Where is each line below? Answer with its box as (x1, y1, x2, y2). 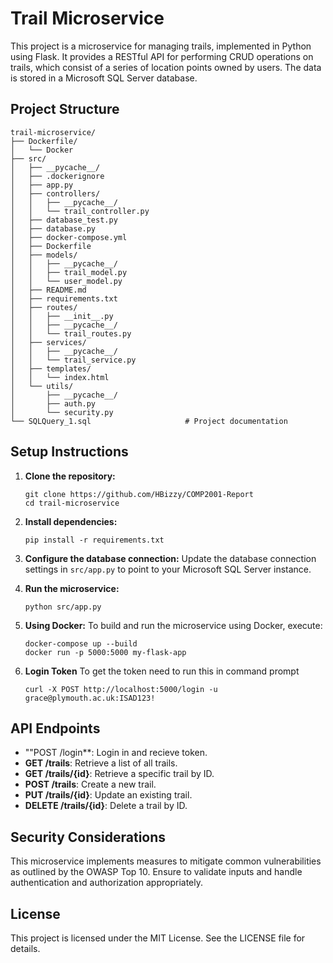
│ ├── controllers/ (10, 188, 101, 199)
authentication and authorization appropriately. (10, 877, 203, 889)
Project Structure (10, 101, 120, 118)
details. (10, 943, 41, 954)
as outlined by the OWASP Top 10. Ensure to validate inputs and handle (10, 866, 303, 878)
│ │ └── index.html (10, 372, 110, 382)
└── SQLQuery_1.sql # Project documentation (10, 416, 288, 426)
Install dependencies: (24, 515, 118, 527)
